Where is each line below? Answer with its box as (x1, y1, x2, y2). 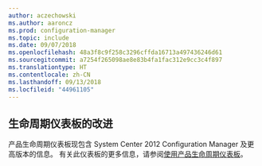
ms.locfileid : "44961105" (8, 85, 94, 94)
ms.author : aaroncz (8, 19, 73, 27)
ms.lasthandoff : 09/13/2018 (8, 78, 102, 86)
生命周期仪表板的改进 (8, 117, 113, 130)
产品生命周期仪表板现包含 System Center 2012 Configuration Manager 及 (8, 140, 248, 149)
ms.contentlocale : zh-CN (8, 71, 91, 79)
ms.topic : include (8, 33, 69, 42)
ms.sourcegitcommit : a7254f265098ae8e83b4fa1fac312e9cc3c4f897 (8, 56, 223, 64)
